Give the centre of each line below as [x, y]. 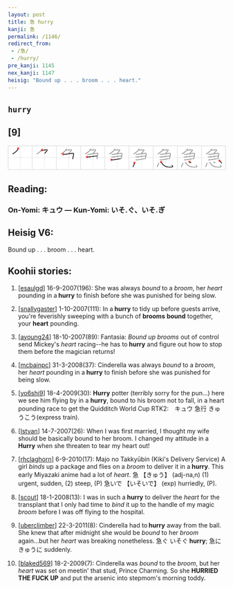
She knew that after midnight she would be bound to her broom [108, 532]
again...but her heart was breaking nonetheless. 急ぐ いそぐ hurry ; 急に [120, 541]
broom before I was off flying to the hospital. [81, 512]
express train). [59, 417]
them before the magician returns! [66, 351]
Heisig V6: [31, 233]
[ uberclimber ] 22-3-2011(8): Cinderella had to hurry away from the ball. [120, 525]
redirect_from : [30, 44]
